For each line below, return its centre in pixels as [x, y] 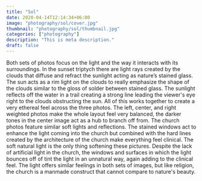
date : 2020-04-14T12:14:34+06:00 [48, 17]
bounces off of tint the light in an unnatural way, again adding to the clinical [100, 159]
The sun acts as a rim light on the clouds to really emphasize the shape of [98, 81]
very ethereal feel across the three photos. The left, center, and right [91, 107]
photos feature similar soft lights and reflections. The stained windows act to [101, 127]
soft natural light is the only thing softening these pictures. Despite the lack [99, 146]
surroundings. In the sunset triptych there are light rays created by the [93, 69]
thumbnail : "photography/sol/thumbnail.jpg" [63, 29]
